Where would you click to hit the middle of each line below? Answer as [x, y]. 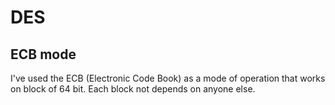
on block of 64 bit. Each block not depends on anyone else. [133, 89]
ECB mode [43, 54]
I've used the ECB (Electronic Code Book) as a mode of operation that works [168, 78]
